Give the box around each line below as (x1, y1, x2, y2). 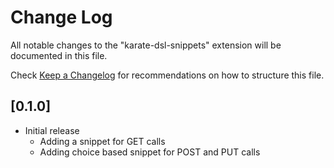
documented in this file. (10, 49, 108, 61)
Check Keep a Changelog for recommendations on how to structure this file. (10, 69, 325, 81)
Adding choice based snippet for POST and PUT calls (39, 146, 261, 158)
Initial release (24, 124, 80, 136)
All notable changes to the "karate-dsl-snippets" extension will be (10, 39, 282, 51)
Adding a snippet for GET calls (39, 135, 166, 147)
